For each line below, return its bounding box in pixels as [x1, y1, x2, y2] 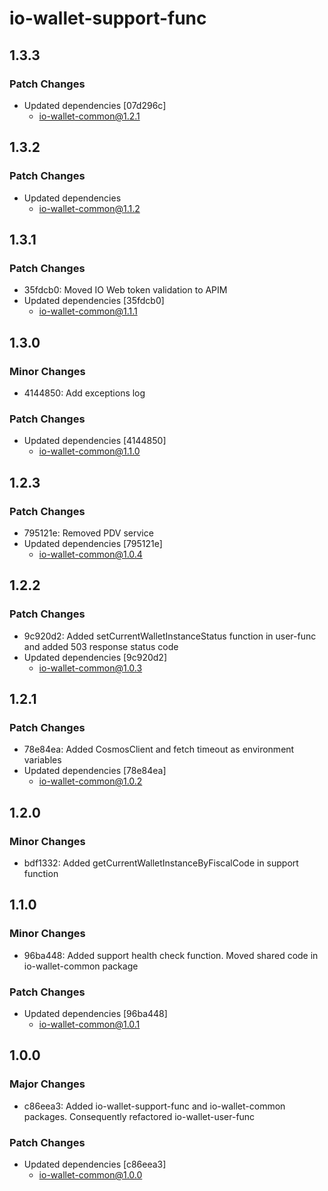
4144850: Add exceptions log [23, 387, 146, 399]
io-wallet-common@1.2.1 [38, 110, 141, 122]
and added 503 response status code [23, 640, 179, 652]
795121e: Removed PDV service [23, 527, 154, 539]
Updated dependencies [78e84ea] [23, 765, 167, 777]
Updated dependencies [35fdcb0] [23, 295, 165, 307]
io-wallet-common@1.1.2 [38, 202, 141, 214]
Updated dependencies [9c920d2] [23, 651, 168, 663]
